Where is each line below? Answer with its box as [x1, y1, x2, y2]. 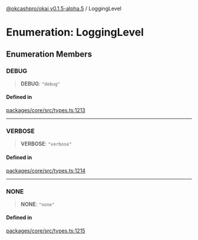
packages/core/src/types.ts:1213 [6, 107, 85, 114]
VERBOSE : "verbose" [20, 140, 72, 147]
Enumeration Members [6, 49, 93, 59]
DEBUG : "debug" [20, 80, 61, 87]
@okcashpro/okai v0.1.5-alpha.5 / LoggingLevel [6, 5, 122, 12]
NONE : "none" [20, 200, 55, 208]
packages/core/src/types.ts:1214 [6, 167, 86, 174]
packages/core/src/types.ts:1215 [6, 227, 85, 235]
